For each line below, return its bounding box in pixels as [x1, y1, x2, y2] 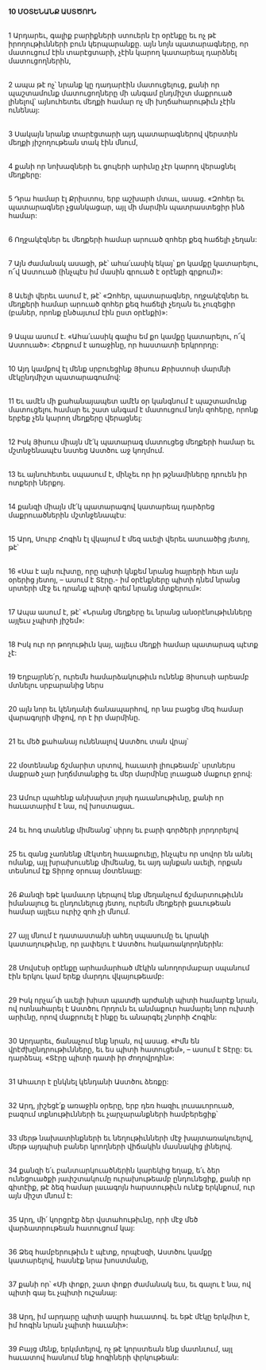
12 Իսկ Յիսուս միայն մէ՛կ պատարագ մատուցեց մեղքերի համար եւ [8, 437, 256, 447]
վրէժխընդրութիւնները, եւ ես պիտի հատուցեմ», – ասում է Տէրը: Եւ [8, 1044, 253, 1054]
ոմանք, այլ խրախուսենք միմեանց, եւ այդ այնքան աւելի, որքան [8, 857, 243, 867]
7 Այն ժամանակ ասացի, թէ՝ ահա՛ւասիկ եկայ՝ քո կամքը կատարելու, [8, 259, 259, 267]
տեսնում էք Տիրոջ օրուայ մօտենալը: [8, 866, 143, 875]
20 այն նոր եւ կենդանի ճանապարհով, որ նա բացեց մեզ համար [8, 705, 244, 713]
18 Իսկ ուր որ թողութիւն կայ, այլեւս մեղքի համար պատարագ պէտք [8, 640, 259, 649]
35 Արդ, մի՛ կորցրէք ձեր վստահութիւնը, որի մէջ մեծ [8, 1215, 199, 1224]
